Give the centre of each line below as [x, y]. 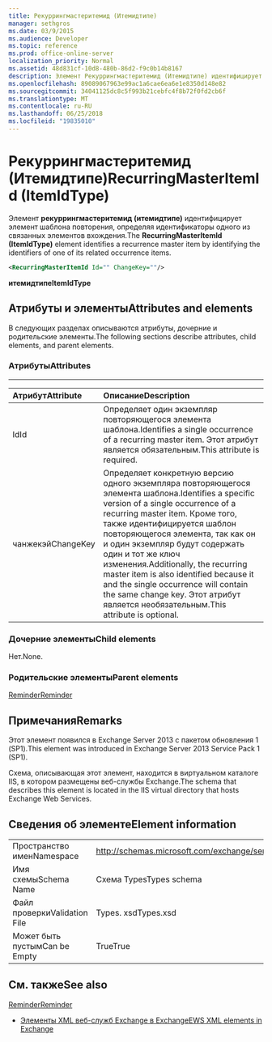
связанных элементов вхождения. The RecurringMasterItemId [115, 235]
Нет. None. [25, 657]
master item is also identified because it [178, 574]
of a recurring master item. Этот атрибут [181, 440]
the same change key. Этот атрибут [172, 594]
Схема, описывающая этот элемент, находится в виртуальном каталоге [134, 773]
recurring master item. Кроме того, [170, 513]
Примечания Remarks [66, 720]
